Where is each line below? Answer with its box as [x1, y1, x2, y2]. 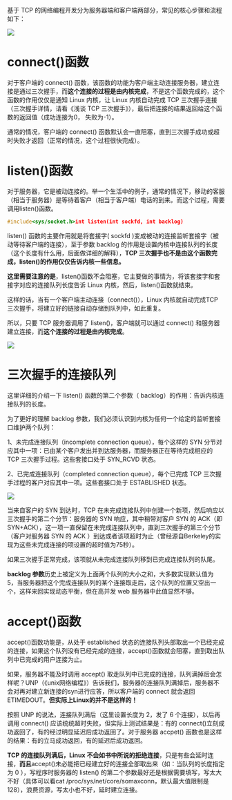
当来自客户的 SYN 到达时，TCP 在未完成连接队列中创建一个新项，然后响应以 [7, 506, 224, 514]
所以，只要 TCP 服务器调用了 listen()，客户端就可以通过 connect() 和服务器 [7, 318, 220, 326]
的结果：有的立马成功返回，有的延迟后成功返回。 [7, 736, 146, 744]
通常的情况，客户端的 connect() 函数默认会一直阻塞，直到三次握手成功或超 [7, 127, 220, 136]
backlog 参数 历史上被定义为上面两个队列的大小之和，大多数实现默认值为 [7, 569, 214, 578]
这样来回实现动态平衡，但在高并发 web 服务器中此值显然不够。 [19, 587, 198, 595]
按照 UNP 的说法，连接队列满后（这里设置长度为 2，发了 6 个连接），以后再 [7, 710, 221, 719]
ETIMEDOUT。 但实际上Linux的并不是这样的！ [7, 696, 138, 704]
